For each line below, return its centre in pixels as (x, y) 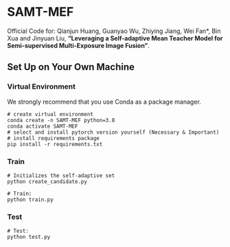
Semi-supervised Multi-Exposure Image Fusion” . (78, 45)
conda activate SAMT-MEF (43, 126)
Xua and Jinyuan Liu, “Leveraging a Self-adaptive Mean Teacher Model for (115, 38)
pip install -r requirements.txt (55, 144)
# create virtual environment (50, 114)
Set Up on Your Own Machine (71, 67)
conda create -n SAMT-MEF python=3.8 (61, 120)
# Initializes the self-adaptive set (61, 176)
